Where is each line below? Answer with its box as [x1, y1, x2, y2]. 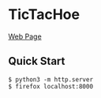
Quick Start [8, 55, 65, 68]
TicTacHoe [8, 6, 80, 24]
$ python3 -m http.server [8, 75, 93, 84]
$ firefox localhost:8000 [8, 82, 93, 90]
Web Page [8, 32, 42, 41]
